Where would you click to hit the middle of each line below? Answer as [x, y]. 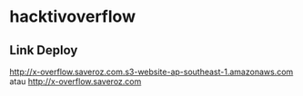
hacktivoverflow [73, 17]
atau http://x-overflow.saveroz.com [76, 82]
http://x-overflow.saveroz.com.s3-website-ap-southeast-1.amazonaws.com [151, 72]
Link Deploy [44, 50]
